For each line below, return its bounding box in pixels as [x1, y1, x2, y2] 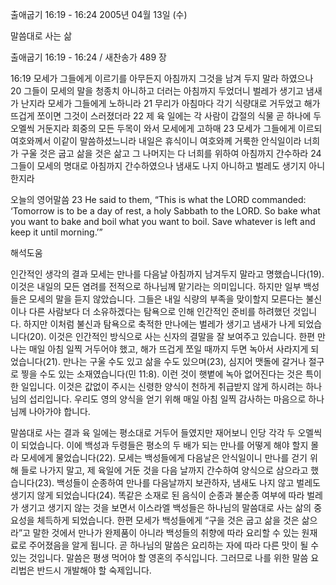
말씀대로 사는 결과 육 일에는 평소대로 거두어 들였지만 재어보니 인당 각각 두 [10, 427, 296, 438]
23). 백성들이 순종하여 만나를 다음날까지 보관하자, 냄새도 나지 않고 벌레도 [37, 477, 321, 488]
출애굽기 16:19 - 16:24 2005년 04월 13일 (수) [10, 9, 188, 20]
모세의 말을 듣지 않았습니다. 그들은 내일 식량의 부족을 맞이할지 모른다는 [28, 293, 304, 305]
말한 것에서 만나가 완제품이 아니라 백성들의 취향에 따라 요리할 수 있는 [32, 527, 300, 538]
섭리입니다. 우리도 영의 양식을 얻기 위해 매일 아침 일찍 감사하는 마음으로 [28, 393, 307, 405]
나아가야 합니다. [28, 406, 91, 417]
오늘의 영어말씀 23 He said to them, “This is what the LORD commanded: [10, 194, 307, 205]
